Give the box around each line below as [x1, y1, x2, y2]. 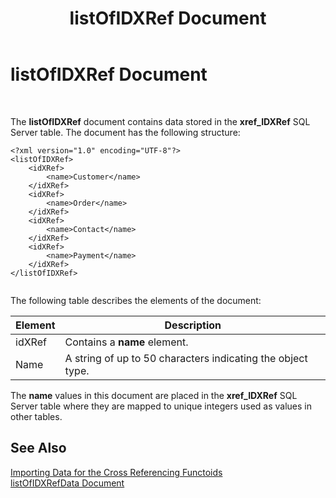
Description [164, 318, 222, 332]
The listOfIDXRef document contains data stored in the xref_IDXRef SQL [10, 115, 311, 127]
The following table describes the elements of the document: [10, 294, 262, 306]
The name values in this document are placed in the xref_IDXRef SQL [10, 389, 298, 401]
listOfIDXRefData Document [10, 477, 125, 489]
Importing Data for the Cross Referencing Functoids [10, 466, 223, 478]
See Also [10, 440, 67, 457]
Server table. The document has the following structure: [10, 126, 241, 138]
